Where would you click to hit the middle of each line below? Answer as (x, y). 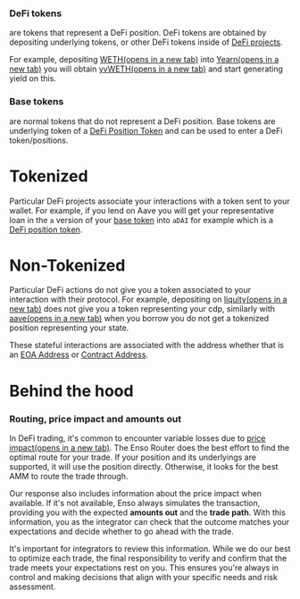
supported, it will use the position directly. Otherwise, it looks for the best (144, 466)
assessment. (33, 587)
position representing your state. (69, 328)
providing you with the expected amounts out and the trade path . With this (147, 512)
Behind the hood (71, 391)
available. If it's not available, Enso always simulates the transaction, (135, 503)
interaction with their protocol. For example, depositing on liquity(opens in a (148, 299)
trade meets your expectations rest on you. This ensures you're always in (144, 567)
